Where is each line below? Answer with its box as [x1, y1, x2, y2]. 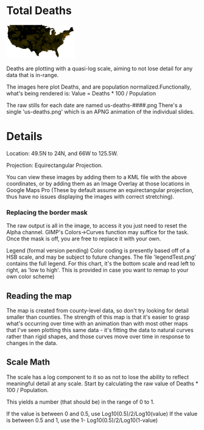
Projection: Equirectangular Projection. [6, 161, 104, 169]
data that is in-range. [6, 71, 59, 78]
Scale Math [6, 357, 51, 368]
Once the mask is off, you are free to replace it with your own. [6, 235, 161, 242]
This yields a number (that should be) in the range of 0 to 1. [6, 398, 155, 406]
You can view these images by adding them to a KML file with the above [6, 173, 187, 180]
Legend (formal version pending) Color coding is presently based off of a [6, 247, 190, 254]
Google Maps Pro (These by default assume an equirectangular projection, [6, 186, 194, 193]
